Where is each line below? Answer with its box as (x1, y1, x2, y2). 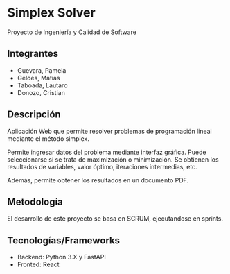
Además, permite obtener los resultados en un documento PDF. (7, 175, 189, 185)
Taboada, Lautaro (17, 81, 68, 89)
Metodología (7, 196, 64, 207)
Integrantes (7, 48, 59, 60)
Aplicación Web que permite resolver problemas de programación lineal (7, 127, 213, 135)
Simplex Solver (7, 5, 96, 21)
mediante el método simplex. (7, 134, 90, 143)
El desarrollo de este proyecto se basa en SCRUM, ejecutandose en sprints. (7, 214, 224, 223)
